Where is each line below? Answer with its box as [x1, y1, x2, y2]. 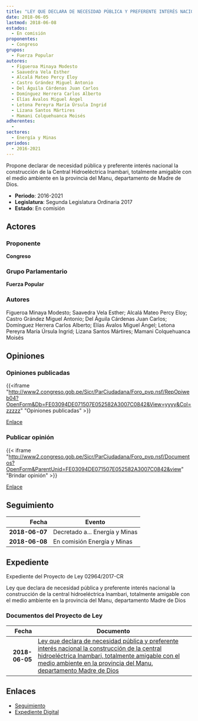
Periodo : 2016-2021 [14, 192, 63, 199]
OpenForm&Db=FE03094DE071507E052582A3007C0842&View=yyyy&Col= [6, 401, 192, 408]
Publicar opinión [6, 433, 54, 442]
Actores [6, 222, 37, 232]
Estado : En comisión [14, 205, 65, 212]
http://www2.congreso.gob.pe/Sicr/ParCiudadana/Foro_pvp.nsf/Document [8, 453, 190, 460]
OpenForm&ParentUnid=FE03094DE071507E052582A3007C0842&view [6, 465, 181, 472]
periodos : [6, 140, 31, 146]
